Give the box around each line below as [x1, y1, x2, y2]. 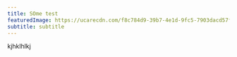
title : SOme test [7, 10, 59, 17]
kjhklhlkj [7, 42, 32, 51]
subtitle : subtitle [7, 23, 65, 30]
